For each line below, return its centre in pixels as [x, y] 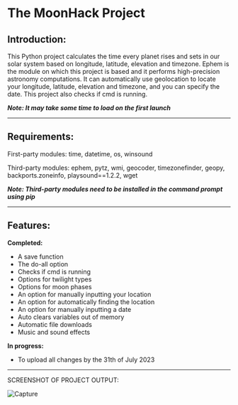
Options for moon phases [55, 286]
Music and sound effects [54, 332]
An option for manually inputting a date [74, 309]
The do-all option [43, 264]
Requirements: [41, 137]
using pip [21, 196]
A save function [40, 256]
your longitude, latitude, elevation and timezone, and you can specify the [114, 86]
